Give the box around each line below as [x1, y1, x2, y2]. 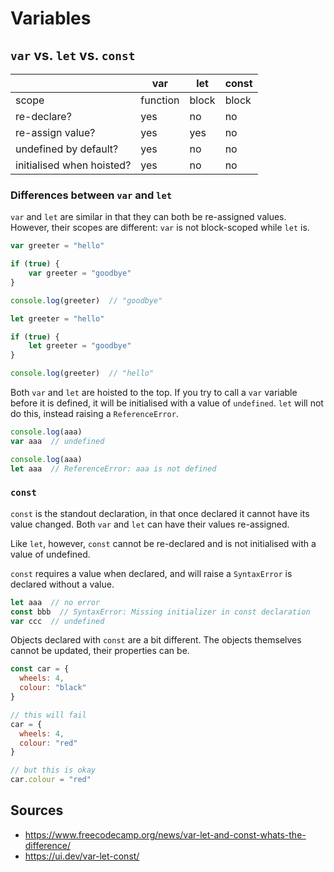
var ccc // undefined [10, 616, 105, 626]
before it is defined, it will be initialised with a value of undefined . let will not [10, 397, 324, 409]
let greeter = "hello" [10, 313, 105, 324]
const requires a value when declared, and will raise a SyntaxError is [10, 567, 293, 579]
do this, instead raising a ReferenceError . [10, 408, 179, 420]
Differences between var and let [10, 188, 173, 202]
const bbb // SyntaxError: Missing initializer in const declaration [10, 607, 311, 617]
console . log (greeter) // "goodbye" [10, 295, 163, 306]
